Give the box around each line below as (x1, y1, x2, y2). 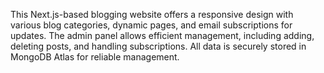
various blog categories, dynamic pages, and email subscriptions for (10, 19, 293, 31)
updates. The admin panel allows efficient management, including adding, (10, 30, 315, 41)
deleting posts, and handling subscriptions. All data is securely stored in (10, 40, 307, 52)
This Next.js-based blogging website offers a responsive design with (10, 9, 294, 20)
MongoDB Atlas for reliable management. (10, 51, 180, 63)
